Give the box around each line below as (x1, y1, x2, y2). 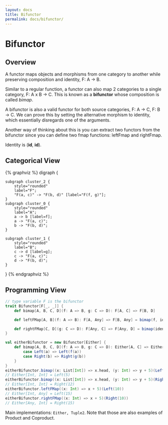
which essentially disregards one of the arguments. (5, 117, 111, 123)
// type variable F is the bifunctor (5, 299, 84, 304)
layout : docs (5, 7, 32, 12)
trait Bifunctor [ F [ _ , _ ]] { (5, 303, 64, 308)
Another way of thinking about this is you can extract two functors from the (5, 127, 160, 133)
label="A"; (14, 210, 37, 215)
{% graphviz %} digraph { (5, 169, 58, 175)
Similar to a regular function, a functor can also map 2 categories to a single (5, 86, 161, 92)
